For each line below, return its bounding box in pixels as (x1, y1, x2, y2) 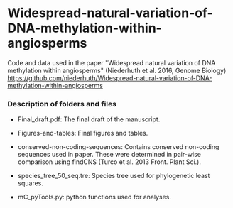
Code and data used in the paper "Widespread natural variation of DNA (7, 58, 216, 67)
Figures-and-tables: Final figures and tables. (17, 129, 148, 138)
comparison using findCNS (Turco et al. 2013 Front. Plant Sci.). (17, 158, 201, 166)
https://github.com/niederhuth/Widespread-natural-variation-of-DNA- (7, 73, 212, 82)
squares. (17, 179, 44, 187)
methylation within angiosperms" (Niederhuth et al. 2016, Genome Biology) (7, 66, 227, 75)
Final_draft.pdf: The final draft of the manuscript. (17, 115, 161, 124)
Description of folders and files (7, 99, 117, 109)
